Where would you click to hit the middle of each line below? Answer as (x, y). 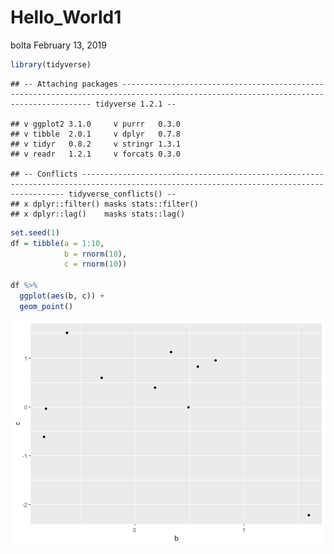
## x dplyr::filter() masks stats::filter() (104, 204)
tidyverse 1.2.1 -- (136, 104)
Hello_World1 (66, 17)
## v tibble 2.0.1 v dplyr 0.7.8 (96, 134)
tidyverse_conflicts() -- (122, 194)
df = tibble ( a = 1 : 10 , (57, 243)
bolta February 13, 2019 (58, 45)
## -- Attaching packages (64, 84)
